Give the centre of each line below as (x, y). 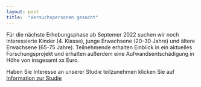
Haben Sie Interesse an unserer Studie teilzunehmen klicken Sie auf (91, 71)
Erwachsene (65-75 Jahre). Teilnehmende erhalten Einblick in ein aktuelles (99, 47)
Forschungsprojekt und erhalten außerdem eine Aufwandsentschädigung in (100, 53)
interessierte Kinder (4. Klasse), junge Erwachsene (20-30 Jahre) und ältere (101, 41)
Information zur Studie (34, 78)
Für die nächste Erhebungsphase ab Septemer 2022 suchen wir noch (93, 34)
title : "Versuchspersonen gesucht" (52, 17)
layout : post (23, 12)
